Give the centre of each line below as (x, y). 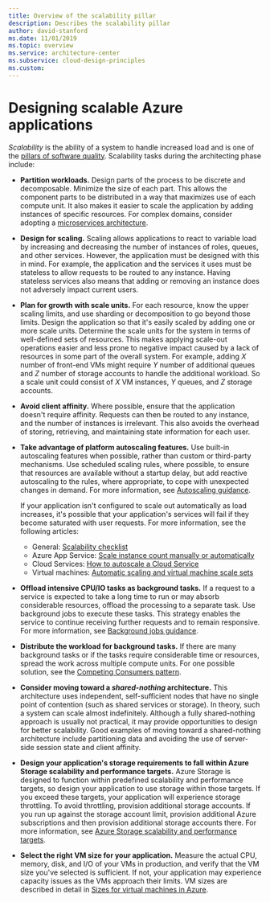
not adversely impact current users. (79, 289)
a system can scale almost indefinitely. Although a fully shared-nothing (137, 713)
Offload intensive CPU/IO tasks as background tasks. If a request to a (137, 588)
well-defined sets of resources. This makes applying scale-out (123, 339)
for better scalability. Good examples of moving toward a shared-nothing (140, 730)
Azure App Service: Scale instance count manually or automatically (143, 555)
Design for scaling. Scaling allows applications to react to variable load (138, 238)
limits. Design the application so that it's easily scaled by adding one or (137, 322)
